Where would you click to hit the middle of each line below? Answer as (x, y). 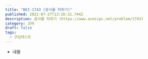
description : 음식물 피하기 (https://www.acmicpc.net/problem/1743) (74, 19)
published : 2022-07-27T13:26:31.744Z (44, 14)
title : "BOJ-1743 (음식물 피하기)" (39, 10)
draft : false (19, 28)
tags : (11, 32)
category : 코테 (20, 23)
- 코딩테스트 (20, 37)
